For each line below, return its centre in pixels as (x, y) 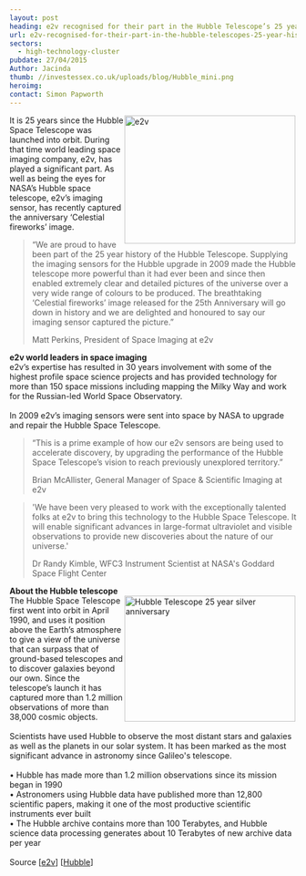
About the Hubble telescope (64, 591)
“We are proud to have (74, 244)
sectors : (26, 43)
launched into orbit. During (60, 139)
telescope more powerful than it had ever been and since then (148, 273)
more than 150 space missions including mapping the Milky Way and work (148, 386)
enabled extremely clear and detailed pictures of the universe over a (160, 283)
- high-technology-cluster (69, 52)
